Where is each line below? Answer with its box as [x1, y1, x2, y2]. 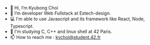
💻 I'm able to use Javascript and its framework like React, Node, [10, 16, 145, 22]
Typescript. [10, 23, 34, 29]
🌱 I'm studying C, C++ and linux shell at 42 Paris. [10, 28, 112, 34]
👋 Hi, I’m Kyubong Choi [10, 5, 59, 11]
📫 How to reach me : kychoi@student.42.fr [10, 34, 101, 40]
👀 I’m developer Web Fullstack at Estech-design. [10, 10, 111, 16]
